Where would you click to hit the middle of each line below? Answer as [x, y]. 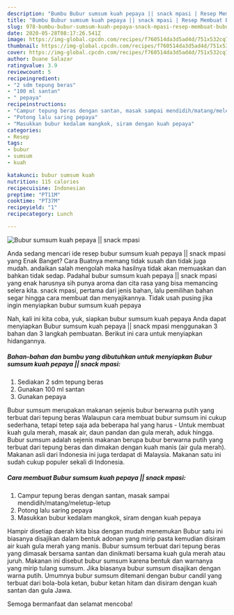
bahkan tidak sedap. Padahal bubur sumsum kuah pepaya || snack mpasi [112, 275]
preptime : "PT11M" [34, 195]
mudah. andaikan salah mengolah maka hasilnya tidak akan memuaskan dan [117, 268]
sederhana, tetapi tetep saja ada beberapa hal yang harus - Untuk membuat [116, 425]
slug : [15, 26]
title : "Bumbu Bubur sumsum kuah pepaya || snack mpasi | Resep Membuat [115, 20]
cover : [17, 53]
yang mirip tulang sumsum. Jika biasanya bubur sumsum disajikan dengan [114, 568]
